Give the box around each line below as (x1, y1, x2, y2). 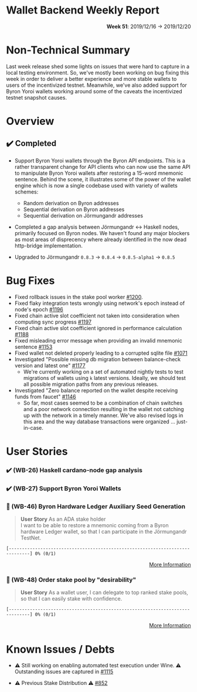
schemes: (14, 188, 39, 195)
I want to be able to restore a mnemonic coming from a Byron (20, 522, 169, 529)
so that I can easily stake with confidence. (20, 595, 123, 602)
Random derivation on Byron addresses (23, 199, 119, 206)
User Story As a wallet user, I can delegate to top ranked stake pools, (20, 589, 189, 596)
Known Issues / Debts (6, 643, 115, 656)
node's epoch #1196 (14, 306, 63, 313)
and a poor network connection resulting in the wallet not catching (23, 405, 184, 412)
